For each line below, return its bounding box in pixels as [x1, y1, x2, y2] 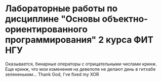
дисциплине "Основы [5, 13, 100, 25]
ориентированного [5, 24, 88, 35]
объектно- [102, 13, 148, 25]
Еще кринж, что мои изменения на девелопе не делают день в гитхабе [5, 66, 156, 72]
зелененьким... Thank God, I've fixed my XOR [5, 71, 99, 77]
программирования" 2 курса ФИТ [5, 34, 154, 46]
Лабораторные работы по [5, 3, 118, 14]
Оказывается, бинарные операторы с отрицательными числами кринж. [5, 61, 157, 67]
